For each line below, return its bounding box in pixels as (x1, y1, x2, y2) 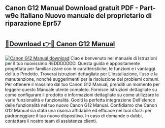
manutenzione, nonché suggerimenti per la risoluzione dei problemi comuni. (5, 76, 160, 82)
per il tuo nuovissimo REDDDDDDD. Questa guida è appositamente (5, 61, 140, 66)
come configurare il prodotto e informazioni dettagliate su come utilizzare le (5, 92, 159, 97)
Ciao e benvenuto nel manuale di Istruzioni (70, 55, 157, 61)
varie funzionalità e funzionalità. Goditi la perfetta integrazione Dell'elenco (5, 97, 156, 103)
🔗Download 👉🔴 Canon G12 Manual (5, 39, 115, 48)
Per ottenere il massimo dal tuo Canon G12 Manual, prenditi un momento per (5, 81, 160, 87)
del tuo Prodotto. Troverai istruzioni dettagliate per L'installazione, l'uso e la (5, 71, 158, 77)
